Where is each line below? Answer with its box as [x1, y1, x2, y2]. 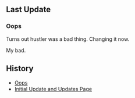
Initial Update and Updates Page [14, 85, 92, 92]
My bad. [6, 47, 26, 54]
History [6, 64, 34, 73]
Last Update [6, 5, 51, 15]
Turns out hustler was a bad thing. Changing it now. [6, 35, 130, 43]
